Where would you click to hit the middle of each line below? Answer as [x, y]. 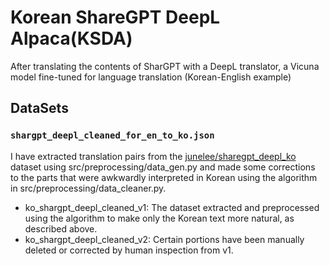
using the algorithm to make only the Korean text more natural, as [159, 218]
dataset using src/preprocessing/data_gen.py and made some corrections [163, 167]
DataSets [39, 108]
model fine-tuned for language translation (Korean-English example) [151, 77]
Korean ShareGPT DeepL [115, 17]
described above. [61, 228]
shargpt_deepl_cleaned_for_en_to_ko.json [112, 135]
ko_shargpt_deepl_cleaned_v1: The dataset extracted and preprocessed [172, 207]
